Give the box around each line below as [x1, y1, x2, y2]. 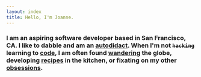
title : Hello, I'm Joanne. [6, 14, 74, 20]
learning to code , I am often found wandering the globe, [6, 49, 172, 57]
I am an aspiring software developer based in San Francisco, [6, 34, 187, 42]
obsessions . [6, 64, 43, 72]
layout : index [6, 8, 42, 15]
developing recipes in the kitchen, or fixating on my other [6, 56, 178, 64]
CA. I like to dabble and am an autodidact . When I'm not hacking [6, 41, 194, 50]
